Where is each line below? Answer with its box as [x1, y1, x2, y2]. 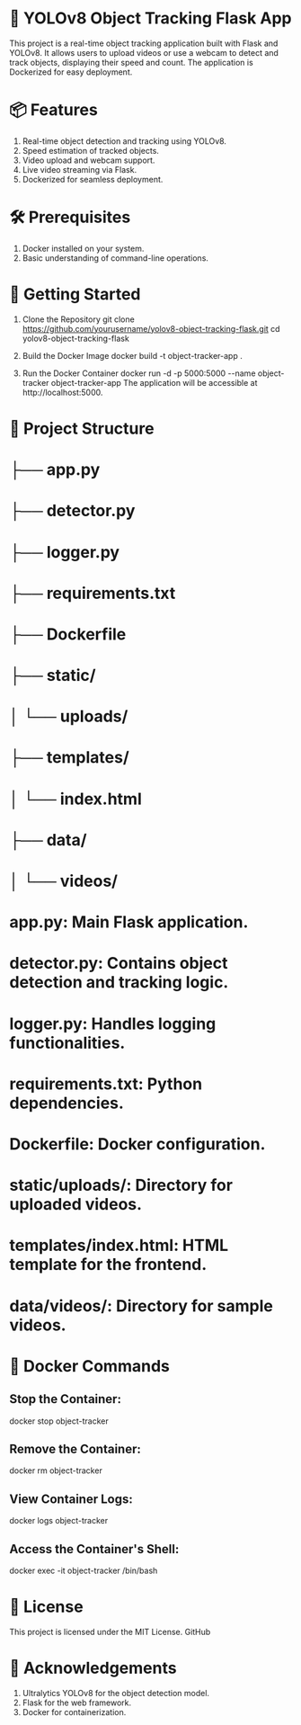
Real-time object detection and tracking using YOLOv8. [22, 135, 227, 147]
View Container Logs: [9, 1491, 133, 1506]
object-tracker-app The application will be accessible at [50, 377, 258, 388]
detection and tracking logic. [9, 972, 229, 993]
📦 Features [9, 100, 99, 121]
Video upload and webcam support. [22, 155, 155, 165]
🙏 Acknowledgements [9, 1658, 177, 1678]
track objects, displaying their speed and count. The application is [9, 57, 253, 67]
